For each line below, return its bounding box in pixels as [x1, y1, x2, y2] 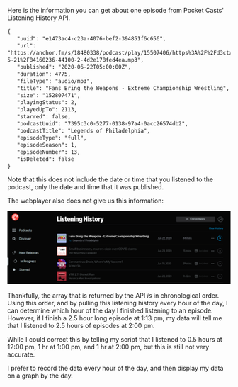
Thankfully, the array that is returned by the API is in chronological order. [7, 291, 220, 300]
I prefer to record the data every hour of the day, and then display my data [7, 364, 224, 373]
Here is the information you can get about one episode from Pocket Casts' [7, 6, 225, 14]
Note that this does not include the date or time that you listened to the [7, 175, 214, 184]
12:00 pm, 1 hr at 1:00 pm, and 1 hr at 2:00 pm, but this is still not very [7, 343, 210, 352]
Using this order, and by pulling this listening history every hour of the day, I [7, 299, 228, 308]
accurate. [7, 350, 35, 359]
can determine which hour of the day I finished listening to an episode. [7, 306, 214, 315]
